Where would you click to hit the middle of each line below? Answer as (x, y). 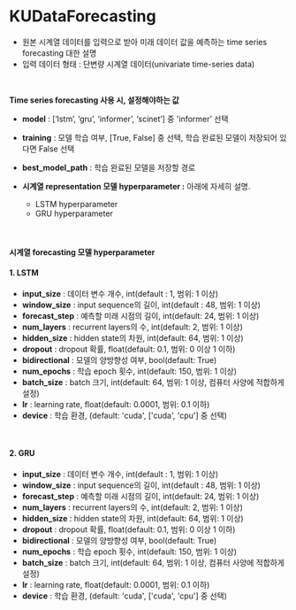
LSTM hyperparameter (76, 204)
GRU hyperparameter (74, 213)
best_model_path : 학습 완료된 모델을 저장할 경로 (109, 167)
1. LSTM (24, 273)
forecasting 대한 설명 (59, 53)
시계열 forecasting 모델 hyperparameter (82, 252)
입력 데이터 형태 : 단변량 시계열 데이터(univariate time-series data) (138, 64)
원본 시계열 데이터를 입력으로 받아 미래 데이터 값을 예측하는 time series (144, 42)
